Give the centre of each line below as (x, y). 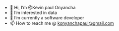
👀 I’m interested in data (33, 13)
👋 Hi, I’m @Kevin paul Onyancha (43, 8)
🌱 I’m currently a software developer (47, 18)
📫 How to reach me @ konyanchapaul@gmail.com (62, 23)
